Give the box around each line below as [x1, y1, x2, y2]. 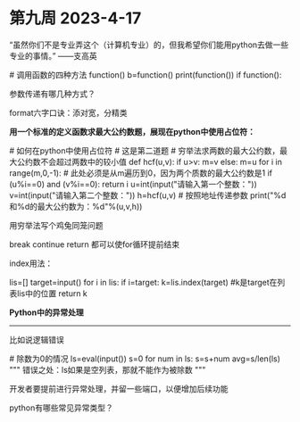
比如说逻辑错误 [9, 334, 64, 344]
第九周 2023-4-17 [9, 8, 142, 29]
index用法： [9, 258, 54, 269]
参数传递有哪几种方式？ [9, 88, 96, 99]
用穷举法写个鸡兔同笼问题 [9, 219, 104, 230]
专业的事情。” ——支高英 [9, 50, 98, 61]
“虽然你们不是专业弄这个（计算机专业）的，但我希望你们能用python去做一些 [9, 39, 289, 50]
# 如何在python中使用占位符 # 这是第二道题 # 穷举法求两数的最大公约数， [9, 145, 280, 156]
